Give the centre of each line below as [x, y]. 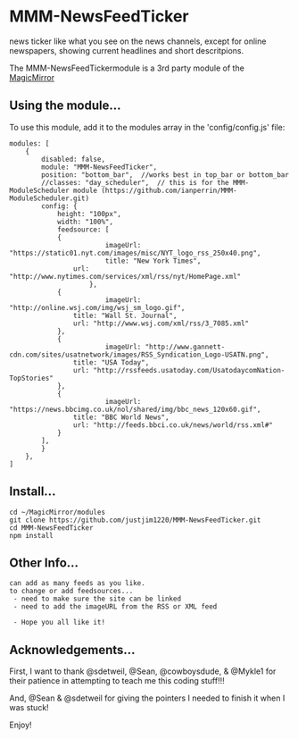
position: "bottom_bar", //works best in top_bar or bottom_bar [166, 175]
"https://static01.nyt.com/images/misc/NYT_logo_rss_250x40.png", [135, 253]
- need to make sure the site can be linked [97, 599]
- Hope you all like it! [59, 623]
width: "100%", [85, 222]
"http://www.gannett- [185, 347]
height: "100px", [89, 214]
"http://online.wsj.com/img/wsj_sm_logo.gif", [97, 307]
